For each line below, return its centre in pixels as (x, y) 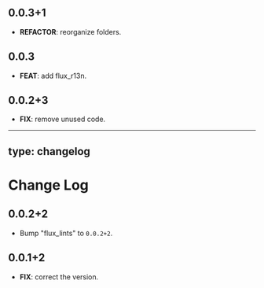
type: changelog (49, 151)
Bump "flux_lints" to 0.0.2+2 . (66, 233)
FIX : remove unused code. (62, 119)
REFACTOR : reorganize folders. (70, 31)
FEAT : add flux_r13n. (53, 76)
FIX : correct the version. (59, 277)
